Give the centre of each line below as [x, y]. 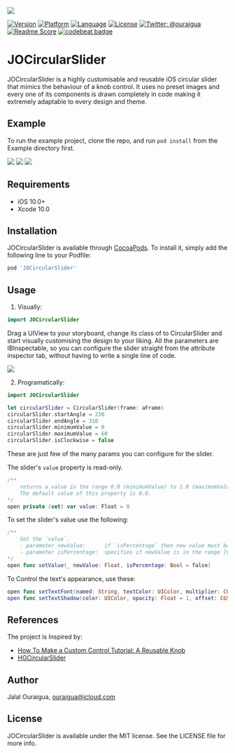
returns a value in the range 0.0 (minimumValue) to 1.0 [105, 487]
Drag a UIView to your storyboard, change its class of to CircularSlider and [115, 333]
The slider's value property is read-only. [65, 467]
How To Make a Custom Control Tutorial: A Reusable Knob [101, 651]
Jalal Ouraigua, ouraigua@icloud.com [61, 697]
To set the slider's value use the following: [68, 520]
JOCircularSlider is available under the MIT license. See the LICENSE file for [116, 735]
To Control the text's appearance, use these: [71, 578]
